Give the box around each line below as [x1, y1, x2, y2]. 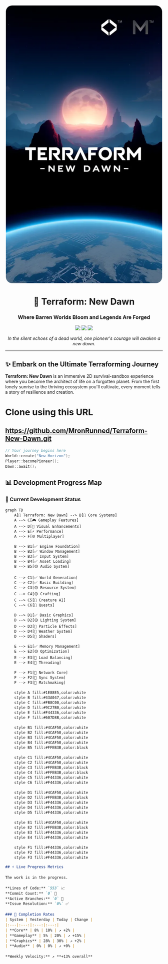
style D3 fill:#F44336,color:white [14, 800, 88, 805]
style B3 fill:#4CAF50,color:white [14, 735, 88, 740]
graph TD [5, 508, 23, 513]
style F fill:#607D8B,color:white [14, 715, 86, 720]
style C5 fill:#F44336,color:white [14, 775, 88, 780]
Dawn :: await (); [5, 464, 37, 469]
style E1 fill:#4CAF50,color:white [14, 820, 88, 825]
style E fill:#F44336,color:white [14, 710, 86, 715]
